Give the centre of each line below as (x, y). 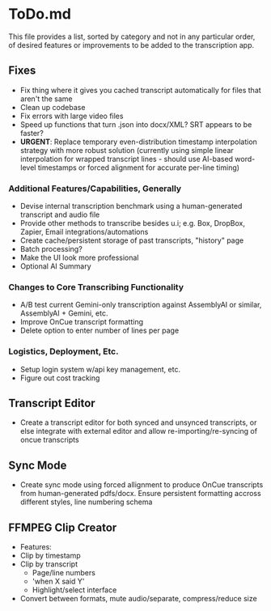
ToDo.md (40, 14)
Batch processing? (51, 249)
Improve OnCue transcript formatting (82, 322)
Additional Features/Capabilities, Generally (95, 189)
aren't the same (46, 99)
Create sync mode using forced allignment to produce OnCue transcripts (142, 485)
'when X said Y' (58, 581)
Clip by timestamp (50, 556)
